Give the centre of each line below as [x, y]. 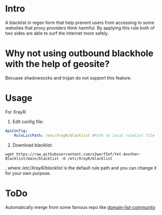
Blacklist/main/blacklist [32, 158]
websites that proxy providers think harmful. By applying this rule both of [80, 27]
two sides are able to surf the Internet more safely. [57, 33]
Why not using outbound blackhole [79, 53]
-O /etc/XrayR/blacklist [86, 158]
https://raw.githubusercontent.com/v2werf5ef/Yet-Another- [79, 154]
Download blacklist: [33, 145]
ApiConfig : [16, 130]
